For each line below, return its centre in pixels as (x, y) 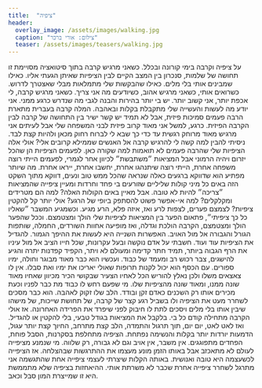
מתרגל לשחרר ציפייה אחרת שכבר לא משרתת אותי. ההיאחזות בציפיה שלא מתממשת (131, 368)
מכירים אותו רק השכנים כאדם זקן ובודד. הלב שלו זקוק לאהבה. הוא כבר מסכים (122, 292)
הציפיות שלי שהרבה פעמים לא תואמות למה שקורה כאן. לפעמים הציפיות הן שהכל (127, 151)
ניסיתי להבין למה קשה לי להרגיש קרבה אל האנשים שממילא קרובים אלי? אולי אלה (127, 142)
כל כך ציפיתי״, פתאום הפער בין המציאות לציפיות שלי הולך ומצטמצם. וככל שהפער (128, 218)
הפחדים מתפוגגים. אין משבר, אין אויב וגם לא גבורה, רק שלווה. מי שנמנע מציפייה (126, 342)
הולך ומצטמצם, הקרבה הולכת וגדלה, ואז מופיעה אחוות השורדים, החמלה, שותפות (127, 225)
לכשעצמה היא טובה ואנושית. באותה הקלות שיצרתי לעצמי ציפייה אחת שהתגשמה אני (131, 359)
